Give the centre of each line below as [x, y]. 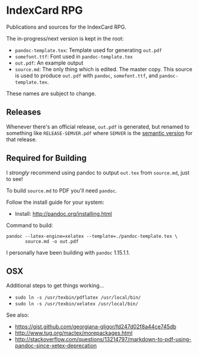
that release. [22, 139]
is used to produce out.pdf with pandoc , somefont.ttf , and [86, 75]
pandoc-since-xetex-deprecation [56, 346]
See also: [18, 315]
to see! [15, 179]
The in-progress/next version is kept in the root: [65, 38]
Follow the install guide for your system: [55, 202]
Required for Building [46, 158]
